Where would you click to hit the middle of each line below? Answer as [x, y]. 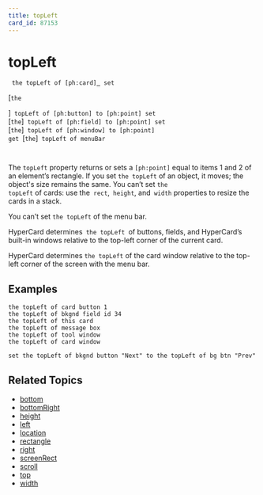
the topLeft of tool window [54, 335]
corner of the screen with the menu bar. [85, 264]
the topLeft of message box [54, 328]
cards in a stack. [35, 201]
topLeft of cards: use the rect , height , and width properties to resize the [129, 193]
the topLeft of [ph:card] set [63, 83]
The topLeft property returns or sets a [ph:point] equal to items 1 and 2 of [130, 168]
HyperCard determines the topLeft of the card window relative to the [122, 256]
